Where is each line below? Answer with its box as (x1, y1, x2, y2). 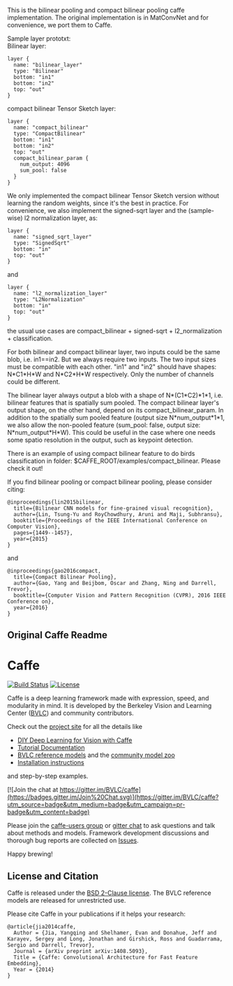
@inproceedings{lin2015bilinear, (7, 499, 105, 506)
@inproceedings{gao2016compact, (7, 567, 101, 574)
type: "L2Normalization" (13, 296, 86, 303)
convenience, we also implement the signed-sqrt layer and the (7, 207, 187, 214)
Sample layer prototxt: (7, 34, 71, 43)
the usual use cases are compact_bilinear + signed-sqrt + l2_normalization (7, 327, 223, 335)
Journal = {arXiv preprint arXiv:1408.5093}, (13, 948, 149, 955)
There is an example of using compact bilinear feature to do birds (7, 450, 195, 457)
